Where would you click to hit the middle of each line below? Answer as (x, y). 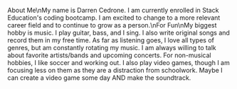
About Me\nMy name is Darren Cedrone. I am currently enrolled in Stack (113, 10)
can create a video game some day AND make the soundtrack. (99, 78)
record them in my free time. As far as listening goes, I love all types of (111, 40)
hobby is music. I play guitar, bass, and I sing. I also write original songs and (118, 32)
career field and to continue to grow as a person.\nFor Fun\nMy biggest (112, 25)
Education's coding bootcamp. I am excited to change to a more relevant (114, 18)
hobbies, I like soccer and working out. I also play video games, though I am (118, 63)
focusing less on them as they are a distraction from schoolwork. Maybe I (115, 70)
